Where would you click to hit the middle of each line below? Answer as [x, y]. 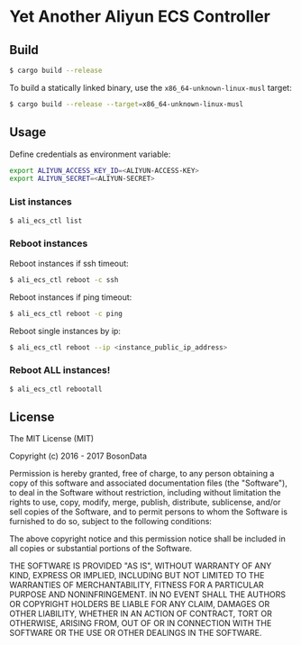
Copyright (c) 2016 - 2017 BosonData [78, 456]
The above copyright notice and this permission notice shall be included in [147, 539]
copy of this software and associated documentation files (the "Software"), [149, 483]
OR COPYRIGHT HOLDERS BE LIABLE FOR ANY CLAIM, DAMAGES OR [140, 604]
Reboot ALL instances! [60, 370]
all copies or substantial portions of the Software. [100, 549]
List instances [41, 202]
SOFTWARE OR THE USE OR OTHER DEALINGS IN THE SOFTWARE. [136, 633]
